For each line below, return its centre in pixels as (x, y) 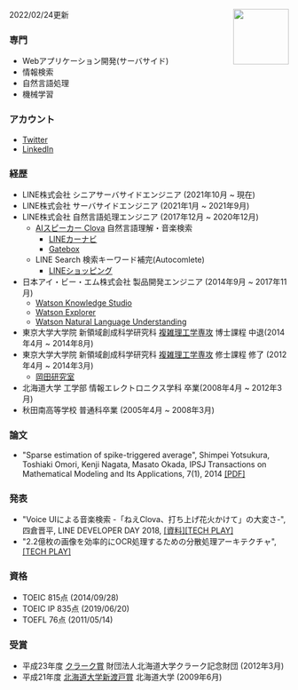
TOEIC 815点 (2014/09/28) (71, 597)
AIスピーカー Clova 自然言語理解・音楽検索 (114, 227)
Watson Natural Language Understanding (111, 321)
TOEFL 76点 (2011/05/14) (67, 619)
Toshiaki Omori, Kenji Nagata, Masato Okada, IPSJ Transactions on (144, 464)
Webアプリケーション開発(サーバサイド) (95, 61)
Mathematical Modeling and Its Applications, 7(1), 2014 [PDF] (133, 474)
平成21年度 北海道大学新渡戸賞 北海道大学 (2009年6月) (122, 677)
